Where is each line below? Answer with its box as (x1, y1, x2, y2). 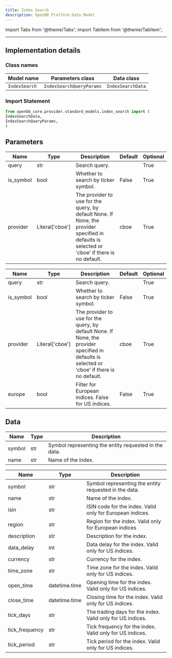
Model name (8, 75, 39, 82)
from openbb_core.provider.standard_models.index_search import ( (5, 109, 150, 115)
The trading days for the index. (86, 608, 160, 615)
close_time (8, 596, 34, 604)
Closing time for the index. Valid (86, 593, 163, 600)
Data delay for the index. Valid (86, 540, 159, 548)
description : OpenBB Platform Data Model (5, 12, 95, 17)
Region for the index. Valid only (86, 517, 161, 524)
